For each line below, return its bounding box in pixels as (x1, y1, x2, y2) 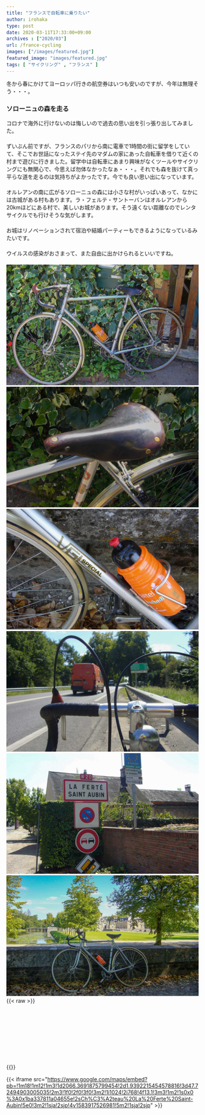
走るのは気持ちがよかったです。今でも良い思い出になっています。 (32, 173, 197, 180)
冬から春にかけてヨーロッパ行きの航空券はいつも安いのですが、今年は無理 (6, 80, 193, 87)
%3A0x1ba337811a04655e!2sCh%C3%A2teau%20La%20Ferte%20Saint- (6, 1095, 193, 1102)
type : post (6, 23, 34, 29)
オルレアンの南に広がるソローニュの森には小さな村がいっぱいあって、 (6, 188, 182, 195)
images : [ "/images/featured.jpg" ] (6, 49, 95, 55)
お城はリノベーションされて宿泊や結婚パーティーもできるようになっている (6, 227, 192, 234)
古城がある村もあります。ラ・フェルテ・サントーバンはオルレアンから (11, 196, 188, 203)
